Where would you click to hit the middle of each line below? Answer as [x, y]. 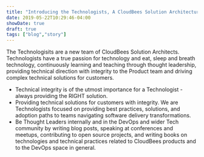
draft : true [21, 29]
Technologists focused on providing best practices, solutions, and [97, 109]
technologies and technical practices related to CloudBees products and [105, 141]
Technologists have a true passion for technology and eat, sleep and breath [101, 58]
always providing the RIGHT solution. [61, 96]
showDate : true [25, 23]
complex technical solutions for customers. [60, 78]
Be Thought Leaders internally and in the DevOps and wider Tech [97, 122]
